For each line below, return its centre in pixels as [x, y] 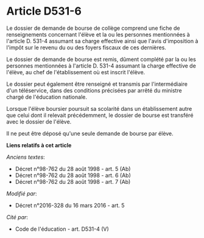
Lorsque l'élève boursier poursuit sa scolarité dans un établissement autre [99, 108]
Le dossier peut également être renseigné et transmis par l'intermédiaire [97, 84]
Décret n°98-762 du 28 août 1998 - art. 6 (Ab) [73, 175]
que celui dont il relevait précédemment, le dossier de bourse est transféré [100, 115]
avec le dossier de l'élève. [39, 121]
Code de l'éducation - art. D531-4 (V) [62, 229]
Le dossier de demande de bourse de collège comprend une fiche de [93, 28]
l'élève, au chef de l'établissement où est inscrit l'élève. [76, 72]
